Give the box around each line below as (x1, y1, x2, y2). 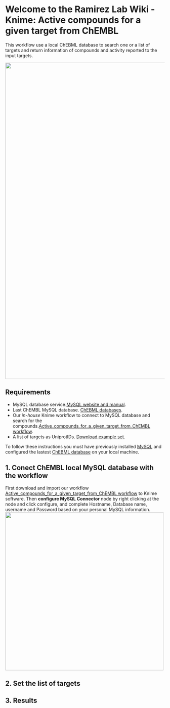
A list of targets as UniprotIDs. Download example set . (12, 434, 125, 440)
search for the (12, 418, 42, 424)
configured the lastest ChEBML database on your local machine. (5, 449, 139, 455)
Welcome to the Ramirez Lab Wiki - (5, 4, 155, 15)
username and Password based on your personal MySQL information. (5, 506, 151, 512)
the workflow (5, 472, 48, 480)
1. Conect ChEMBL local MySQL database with (5, 464, 154, 472)
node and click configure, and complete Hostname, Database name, (5, 501, 148, 507)
